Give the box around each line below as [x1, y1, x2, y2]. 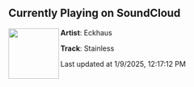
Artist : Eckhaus [60, 27, 113, 37]
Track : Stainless [60, 43, 115, 53]
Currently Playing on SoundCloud [8, 6, 181, 20]
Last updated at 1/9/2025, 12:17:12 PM [60, 59, 186, 68]
